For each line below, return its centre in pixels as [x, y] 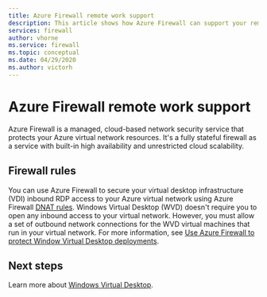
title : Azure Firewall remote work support [81, 16]
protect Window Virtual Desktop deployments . [84, 240]
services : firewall [41, 30]
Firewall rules [43, 171]
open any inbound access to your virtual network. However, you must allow [132, 215]
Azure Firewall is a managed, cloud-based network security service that [126, 129]
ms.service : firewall [44, 45]
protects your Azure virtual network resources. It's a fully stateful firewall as [132, 137]
